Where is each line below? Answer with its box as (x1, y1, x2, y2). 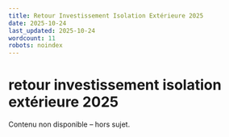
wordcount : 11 (8, 34, 56, 42)
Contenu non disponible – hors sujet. (8, 119, 131, 129)
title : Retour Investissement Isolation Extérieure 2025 (8, 11, 204, 20)
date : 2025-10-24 (8, 19, 67, 27)
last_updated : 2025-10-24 (8, 26, 95, 34)
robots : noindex (8, 42, 63, 50)
